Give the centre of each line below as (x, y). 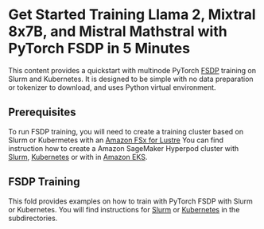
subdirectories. (33, 218)
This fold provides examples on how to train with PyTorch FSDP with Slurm (130, 201)
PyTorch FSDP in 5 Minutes (99, 49)
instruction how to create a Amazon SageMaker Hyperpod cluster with (124, 148)
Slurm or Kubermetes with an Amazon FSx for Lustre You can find (116, 140)
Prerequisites (42, 113)
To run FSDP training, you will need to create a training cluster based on (126, 131)
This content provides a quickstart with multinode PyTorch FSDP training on (132, 70)
